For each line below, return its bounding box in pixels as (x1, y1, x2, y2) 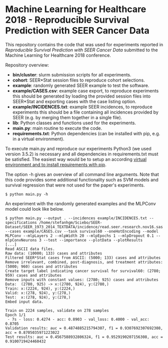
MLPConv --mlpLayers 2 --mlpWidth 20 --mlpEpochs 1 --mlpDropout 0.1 (5, 233, 154, 238)
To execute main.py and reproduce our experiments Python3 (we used (5, 145, 152, 151)
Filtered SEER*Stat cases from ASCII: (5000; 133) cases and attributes (5, 255, 161, 260)
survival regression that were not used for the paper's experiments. (5, 182, 145, 188)
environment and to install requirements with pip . (5, 161, 107, 167)
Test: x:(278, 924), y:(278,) (5, 295, 71, 300)
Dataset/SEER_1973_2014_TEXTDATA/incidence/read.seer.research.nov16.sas (5, 224, 163, 229)
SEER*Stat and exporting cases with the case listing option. (12, 98, 137, 104)
